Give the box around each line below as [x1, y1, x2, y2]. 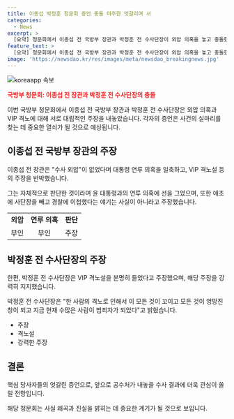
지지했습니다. [19, 282, 56, 291]
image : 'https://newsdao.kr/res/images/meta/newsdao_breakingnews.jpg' [7, 56, 219, 63]
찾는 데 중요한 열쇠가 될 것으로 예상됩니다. [7, 123, 120, 131]
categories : [7, 17, 42, 24]
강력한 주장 [17, 338, 48, 346]
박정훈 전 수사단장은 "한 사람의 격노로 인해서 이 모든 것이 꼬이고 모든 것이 [7, 297, 205, 306]
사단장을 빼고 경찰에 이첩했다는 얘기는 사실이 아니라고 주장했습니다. [14, 197, 197, 206]
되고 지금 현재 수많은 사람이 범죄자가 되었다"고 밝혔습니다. [19, 306, 178, 314]
